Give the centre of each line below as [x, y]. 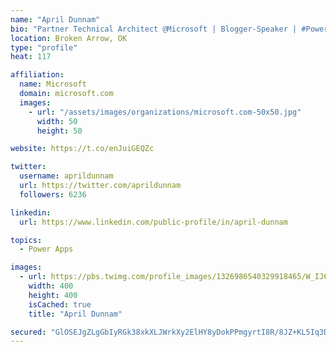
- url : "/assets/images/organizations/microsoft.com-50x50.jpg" [165, 112]
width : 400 [51, 286]
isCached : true [60, 304]
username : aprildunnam [66, 176]
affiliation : [37, 75]
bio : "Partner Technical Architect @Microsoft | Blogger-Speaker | [154, 29]
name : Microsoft [53, 84]
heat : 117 [31, 57]
